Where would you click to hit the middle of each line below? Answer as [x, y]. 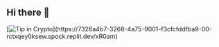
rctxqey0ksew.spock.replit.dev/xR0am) [62, 36]
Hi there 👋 [28, 13]
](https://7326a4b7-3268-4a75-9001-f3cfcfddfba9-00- [132, 29]
